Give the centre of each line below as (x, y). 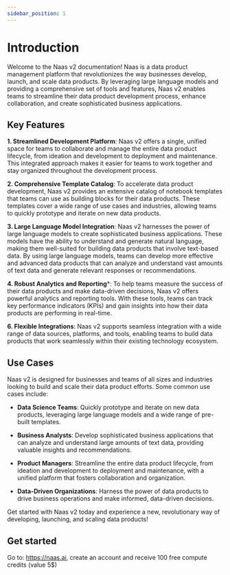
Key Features (36, 125)
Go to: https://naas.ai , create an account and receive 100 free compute (107, 557)
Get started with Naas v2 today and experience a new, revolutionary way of (114, 512)
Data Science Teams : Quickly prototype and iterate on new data (108, 408)
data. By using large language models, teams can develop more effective (110, 256)
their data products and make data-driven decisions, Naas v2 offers (103, 291)
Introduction (43, 47)
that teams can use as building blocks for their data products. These (104, 199)
